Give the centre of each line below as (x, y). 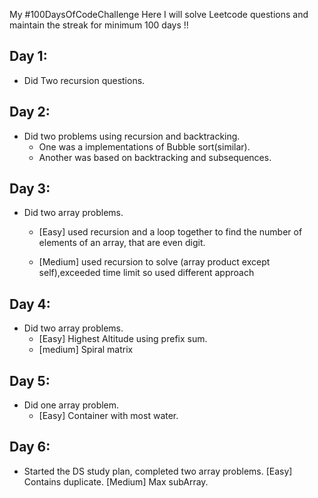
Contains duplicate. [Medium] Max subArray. (116, 481)
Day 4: (30, 304)
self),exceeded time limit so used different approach (146, 273)
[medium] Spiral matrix (86, 350)
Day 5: (30, 380)
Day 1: (28, 56)
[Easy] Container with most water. (108, 416)
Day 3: (30, 189)
